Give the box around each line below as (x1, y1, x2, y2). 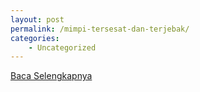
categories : (10, 33, 60, 43)
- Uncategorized (28, 42, 97, 53)
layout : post (10, 14, 65, 25)
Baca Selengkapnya (10, 70, 93, 82)
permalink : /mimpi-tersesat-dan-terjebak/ (10, 24, 190, 34)
